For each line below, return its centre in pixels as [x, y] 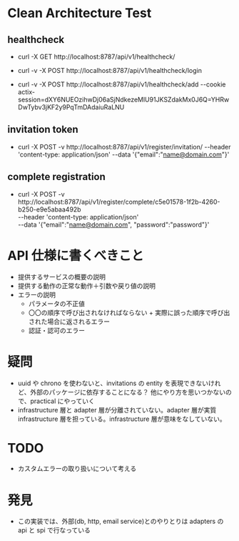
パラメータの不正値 [57, 303]
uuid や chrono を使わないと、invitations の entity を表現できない [113, 383]
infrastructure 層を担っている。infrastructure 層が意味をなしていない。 [122, 419]
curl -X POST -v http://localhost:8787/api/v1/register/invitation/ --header [124, 147]
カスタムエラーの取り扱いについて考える [77, 469]
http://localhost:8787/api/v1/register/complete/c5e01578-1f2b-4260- [119, 202]
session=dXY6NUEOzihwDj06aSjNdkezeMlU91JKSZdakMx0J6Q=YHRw [123, 99]
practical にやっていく [62, 401]
